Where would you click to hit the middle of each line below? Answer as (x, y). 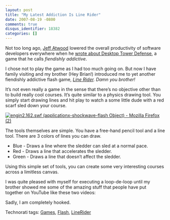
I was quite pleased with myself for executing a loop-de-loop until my (78, 182)
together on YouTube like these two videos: (50, 193)
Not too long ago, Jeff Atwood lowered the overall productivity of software (83, 48)
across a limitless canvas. (32, 172)
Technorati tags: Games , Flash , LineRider (48, 212)
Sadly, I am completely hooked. (38, 202)
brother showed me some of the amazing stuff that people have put (76, 187)
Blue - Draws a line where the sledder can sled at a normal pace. (80, 146)
